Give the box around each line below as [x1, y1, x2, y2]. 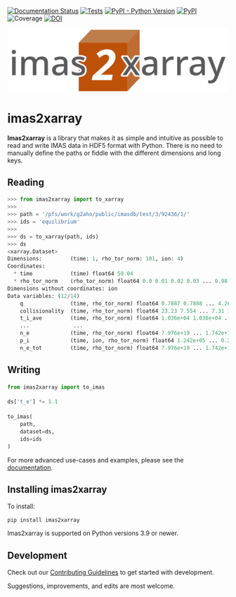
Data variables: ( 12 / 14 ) [7, 292, 80, 299]
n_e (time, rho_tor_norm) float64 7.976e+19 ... [20, 329, 202, 337]
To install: [7, 502, 35, 510]
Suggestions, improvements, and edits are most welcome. [7, 582, 176, 591]
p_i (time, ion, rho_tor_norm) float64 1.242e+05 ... [20, 337, 218, 344]
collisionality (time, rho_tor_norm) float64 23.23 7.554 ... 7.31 [20, 307, 225, 315]
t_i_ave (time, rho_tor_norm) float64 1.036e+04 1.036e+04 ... [20, 315, 234, 322]
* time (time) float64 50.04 [13, 270, 133, 277]
